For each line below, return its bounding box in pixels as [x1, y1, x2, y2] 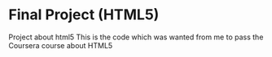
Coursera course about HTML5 [8, 40, 113, 50]
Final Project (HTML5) [8, 6, 160, 24]
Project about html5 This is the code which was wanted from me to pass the [8, 32, 264, 42]
